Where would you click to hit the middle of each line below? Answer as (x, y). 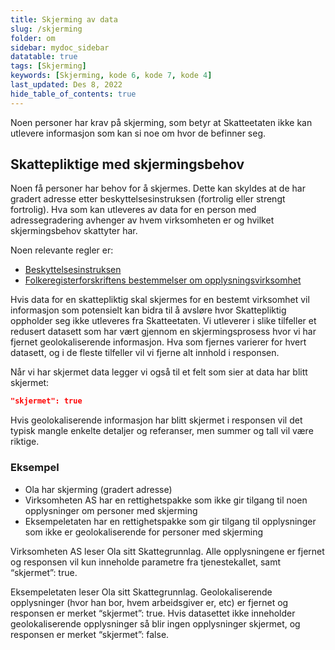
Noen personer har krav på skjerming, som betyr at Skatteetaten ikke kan (161, 122)
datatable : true (44, 57)
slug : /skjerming (46, 29)
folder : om (33, 38)
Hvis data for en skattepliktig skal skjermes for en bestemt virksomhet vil (160, 300)
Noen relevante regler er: (62, 250)
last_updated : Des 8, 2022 (66, 85)
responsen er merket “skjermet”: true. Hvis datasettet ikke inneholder (153, 613)
